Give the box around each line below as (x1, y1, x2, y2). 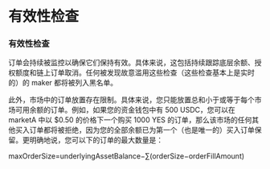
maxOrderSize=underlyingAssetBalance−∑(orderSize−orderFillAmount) (8, 151, 245, 161)
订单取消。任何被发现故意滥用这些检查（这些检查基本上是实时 (50, 68, 255, 77)
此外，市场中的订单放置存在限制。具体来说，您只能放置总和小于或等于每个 (8, 95, 255, 105)
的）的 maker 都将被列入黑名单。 (8, 78, 118, 88)
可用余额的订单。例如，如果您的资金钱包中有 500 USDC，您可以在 (14, 105, 235, 115)
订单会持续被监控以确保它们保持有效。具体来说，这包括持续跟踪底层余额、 (8, 58, 255, 68)
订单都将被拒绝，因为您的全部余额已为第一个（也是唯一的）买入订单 (29, 126, 255, 135)
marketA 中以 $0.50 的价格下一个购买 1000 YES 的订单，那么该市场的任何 (8, 115, 252, 125)
